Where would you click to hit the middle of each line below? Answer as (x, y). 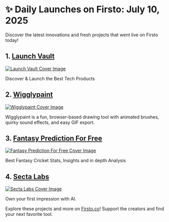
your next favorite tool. (29, 214)
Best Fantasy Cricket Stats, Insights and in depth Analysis (66, 161)
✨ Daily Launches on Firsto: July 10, (82, 9)
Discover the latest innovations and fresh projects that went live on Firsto (82, 35)
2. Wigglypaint (29, 95)
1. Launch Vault (30, 57)
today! (12, 40)
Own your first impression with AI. (41, 199)
